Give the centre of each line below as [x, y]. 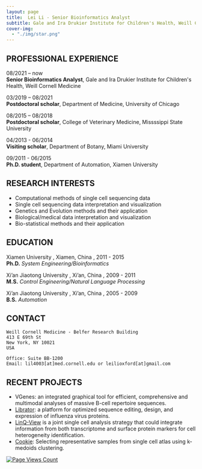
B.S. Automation [27, 299]
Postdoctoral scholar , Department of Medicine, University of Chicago [93, 104]
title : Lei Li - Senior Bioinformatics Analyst [68, 17]
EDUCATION [30, 242]
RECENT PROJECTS [44, 382]
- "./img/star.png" [36, 34]
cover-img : [20, 29]
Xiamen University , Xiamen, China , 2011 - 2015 [65, 257]
